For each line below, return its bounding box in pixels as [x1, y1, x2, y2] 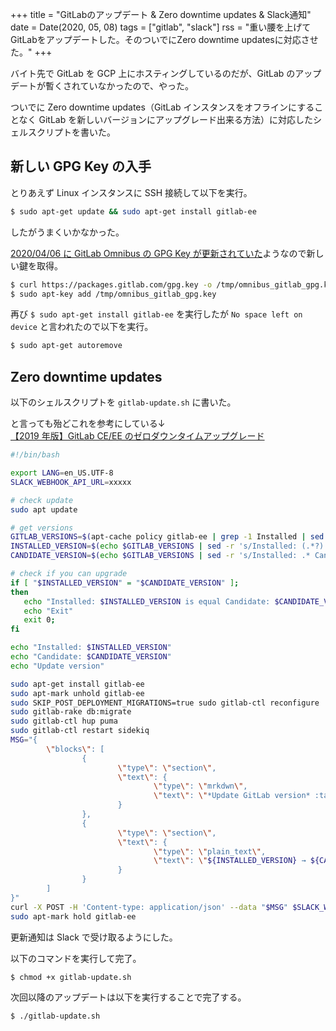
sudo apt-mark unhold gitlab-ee [10, 688, 145, 698]
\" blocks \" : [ [46, 744, 105, 754]
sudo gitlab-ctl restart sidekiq [10, 726, 150, 736]
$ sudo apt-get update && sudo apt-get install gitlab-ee [10, 206, 257, 217]
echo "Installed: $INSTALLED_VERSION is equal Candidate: [23, 596, 271, 607]
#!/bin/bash [10, 450, 60, 460]
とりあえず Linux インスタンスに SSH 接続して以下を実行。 [10, 186, 253, 198]
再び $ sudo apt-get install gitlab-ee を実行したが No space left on [10, 308, 303, 320]
